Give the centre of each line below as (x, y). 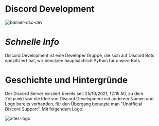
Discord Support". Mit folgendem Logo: (44, 109)
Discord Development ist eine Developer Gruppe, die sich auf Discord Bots (80, 55)
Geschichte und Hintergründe (66, 80)
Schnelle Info (32, 42)
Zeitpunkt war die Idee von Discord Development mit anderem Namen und (79, 98)
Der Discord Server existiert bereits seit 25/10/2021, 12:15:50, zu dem (74, 94)
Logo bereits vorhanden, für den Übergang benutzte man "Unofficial (74, 104)
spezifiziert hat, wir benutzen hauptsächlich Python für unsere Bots (72, 60)
